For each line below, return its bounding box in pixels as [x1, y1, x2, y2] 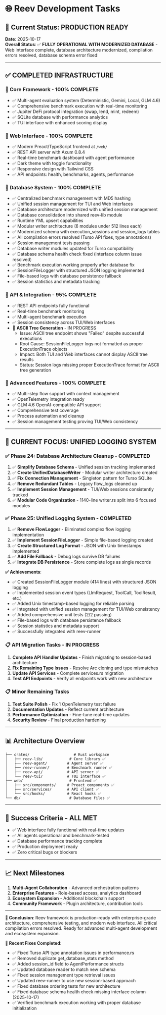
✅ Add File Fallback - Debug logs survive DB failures [12, 553, 121, 559]
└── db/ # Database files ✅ [5, 796, 110, 801]
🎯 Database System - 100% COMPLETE [5, 184, 101, 191]
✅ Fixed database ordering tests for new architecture [12, 983, 121, 989]
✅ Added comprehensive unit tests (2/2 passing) [12, 611, 112, 617]
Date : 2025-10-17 [5, 36, 41, 42]
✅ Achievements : [5, 569, 42, 575]
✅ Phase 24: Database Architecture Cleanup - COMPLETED [5, 453, 151, 460]
